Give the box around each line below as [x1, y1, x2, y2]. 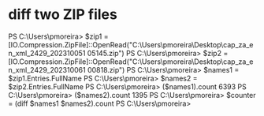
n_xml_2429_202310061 [8, 65, 86, 74]
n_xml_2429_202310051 [8, 48, 86, 58]
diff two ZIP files [8, 6, 118, 24]
